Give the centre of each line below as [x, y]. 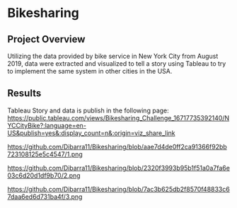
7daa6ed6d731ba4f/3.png [45, 197]
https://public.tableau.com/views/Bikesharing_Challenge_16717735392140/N [118, 117]
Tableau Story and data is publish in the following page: [88, 110]
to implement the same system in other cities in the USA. [90, 71]
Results [24, 93]
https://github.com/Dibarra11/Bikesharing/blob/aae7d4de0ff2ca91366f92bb [117, 146]
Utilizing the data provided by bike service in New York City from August [113, 56]
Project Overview [46, 39]
